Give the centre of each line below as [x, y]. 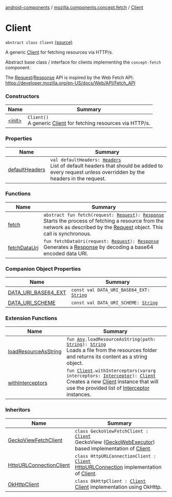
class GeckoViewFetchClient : [112, 431]
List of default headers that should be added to [107, 165]
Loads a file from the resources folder [112, 350]
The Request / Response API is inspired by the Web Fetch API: [70, 77]
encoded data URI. [66, 253]
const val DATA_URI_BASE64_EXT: [110, 290]
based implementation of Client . [113, 448]
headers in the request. [78, 178]
